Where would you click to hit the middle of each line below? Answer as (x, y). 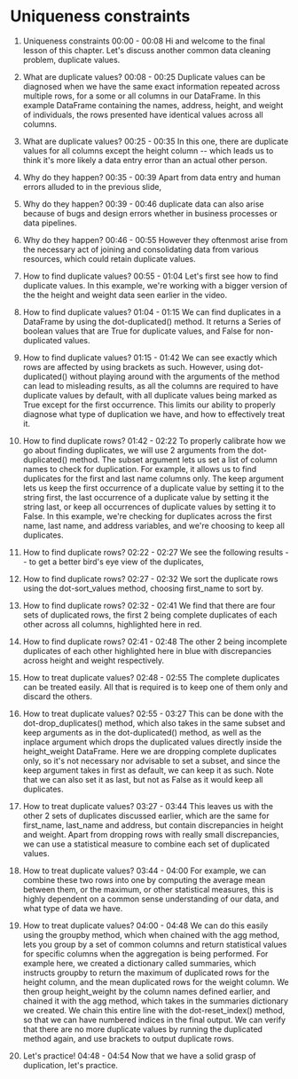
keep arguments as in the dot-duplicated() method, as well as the (142, 732)
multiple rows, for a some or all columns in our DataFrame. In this (141, 96)
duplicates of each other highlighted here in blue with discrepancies (147, 650)
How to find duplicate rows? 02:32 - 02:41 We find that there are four (149, 605)
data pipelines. (50, 223)
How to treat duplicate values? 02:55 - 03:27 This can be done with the (153, 713)
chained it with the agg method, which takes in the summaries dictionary (156, 1001)
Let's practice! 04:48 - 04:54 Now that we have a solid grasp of (139, 1055)
